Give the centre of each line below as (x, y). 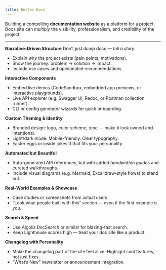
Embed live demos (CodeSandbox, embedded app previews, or (77, 87)
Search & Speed (22, 217)
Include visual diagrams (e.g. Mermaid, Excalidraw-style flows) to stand (85, 173)
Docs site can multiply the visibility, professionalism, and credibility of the (80, 29)
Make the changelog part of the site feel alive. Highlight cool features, (83, 251)
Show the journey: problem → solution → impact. (62, 63)
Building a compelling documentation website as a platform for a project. (80, 24)
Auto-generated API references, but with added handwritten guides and (85, 162)
